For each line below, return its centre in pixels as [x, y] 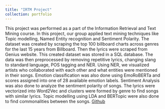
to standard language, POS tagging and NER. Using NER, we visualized [77, 65]
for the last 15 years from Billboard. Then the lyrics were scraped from [76, 49]
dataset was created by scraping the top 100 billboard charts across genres [82, 44]
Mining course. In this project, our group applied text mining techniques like [82, 33]
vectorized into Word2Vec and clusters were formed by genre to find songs [82, 91]
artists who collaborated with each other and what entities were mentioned [81, 70]
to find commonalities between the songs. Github [55, 101]
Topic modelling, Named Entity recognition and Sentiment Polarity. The [77, 39]
